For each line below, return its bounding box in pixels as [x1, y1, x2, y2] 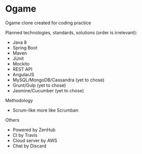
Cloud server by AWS [12, 137, 58, 143]
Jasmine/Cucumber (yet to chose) [12, 87, 84, 93]
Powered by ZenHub [12, 127, 56, 133]
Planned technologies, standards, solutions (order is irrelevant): [5, 29, 137, 35]
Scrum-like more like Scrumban [12, 107, 78, 113]
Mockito [12, 61, 30, 67]
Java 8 [12, 39, 27, 45]
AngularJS [12, 71, 34, 77]
